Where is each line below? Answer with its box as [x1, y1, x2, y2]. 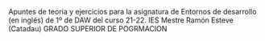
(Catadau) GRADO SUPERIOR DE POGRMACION [8, 24, 168, 33]
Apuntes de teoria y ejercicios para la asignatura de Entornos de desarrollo [8, 7, 257, 16]
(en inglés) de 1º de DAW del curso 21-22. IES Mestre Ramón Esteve [8, 15, 234, 25]
